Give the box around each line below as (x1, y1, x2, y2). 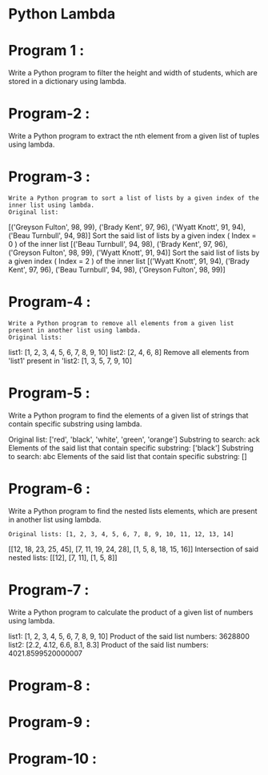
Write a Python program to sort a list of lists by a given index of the (8, 194, 260, 202)
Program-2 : (8, 105, 90, 123)
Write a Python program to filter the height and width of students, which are (8, 68, 258, 78)
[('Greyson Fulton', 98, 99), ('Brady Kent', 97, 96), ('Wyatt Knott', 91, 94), (8, 222, 246, 232)
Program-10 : (8, 750, 98, 768)
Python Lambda (8, 5, 116, 23)
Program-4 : (8, 293, 91, 311)
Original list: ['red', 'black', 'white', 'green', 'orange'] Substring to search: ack (8, 434, 260, 444)
